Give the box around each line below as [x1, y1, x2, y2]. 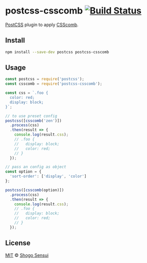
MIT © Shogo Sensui [5, 252, 49, 258]
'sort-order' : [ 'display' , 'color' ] [10, 174, 87, 179]
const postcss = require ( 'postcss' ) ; [5, 77, 85, 82]
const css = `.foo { [5, 90, 49, 95]
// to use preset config [5, 113, 57, 118]
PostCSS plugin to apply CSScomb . [5, 22, 79, 28]
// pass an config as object [5, 165, 66, 170]
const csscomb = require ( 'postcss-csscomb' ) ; [5, 81, 102, 86]
